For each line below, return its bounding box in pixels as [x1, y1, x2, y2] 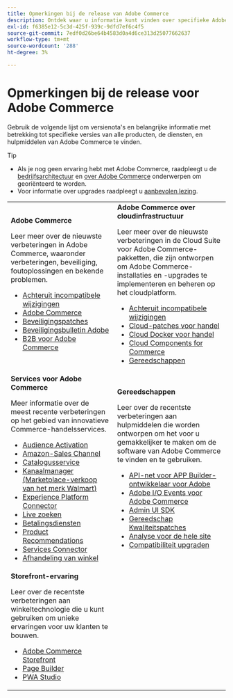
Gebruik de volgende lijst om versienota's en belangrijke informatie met [7, 122, 212, 131]
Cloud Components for [128, 338, 203, 348]
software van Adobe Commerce [116, 446, 221, 456]
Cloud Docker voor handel [128, 329, 214, 339]
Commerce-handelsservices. [10, 424, 107, 434]
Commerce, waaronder [10, 248, 86, 258]
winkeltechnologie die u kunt [10, 604, 105, 614]
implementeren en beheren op [116, 279, 216, 289]
